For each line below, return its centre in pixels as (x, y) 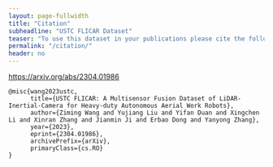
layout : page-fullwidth (49, 16)
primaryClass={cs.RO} (67, 148)
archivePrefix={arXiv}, (70, 141)
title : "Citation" (39, 24)
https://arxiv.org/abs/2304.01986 (64, 77)
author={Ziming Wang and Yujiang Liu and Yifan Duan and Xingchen (145, 113)
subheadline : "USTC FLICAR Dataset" (70, 31)
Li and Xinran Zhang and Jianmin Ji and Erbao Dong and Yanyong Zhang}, (134, 120)
